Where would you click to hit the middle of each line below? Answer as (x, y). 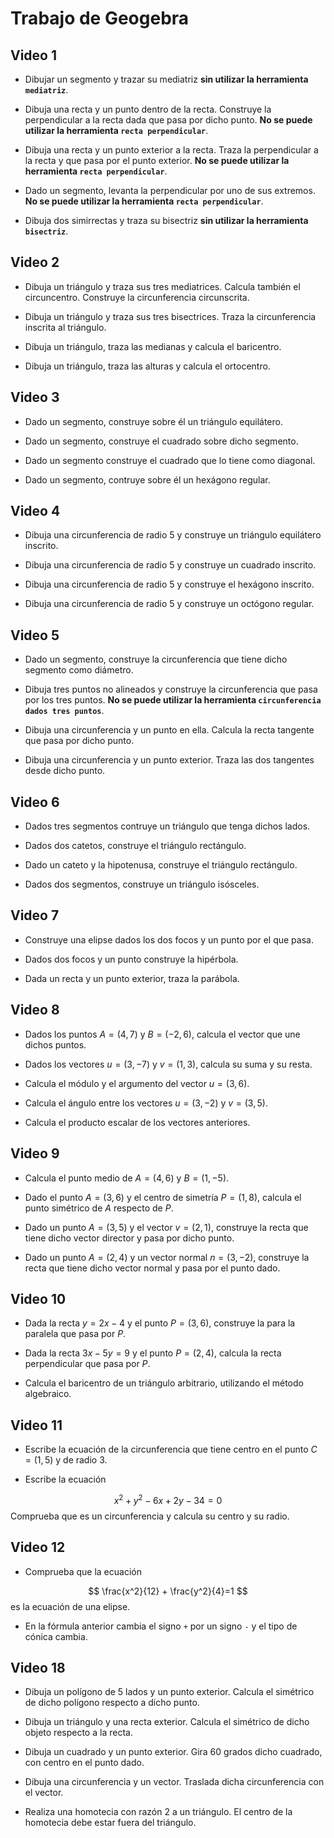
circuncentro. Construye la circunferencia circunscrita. (137, 297)
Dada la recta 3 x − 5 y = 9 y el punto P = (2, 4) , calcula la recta (153, 1353)
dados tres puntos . (64, 711)
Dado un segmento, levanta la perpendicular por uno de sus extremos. (170, 190)
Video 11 (36, 1425)
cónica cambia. (56, 1636)
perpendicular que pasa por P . (87, 1364)
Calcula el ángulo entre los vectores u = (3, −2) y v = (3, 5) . (146, 1103)
